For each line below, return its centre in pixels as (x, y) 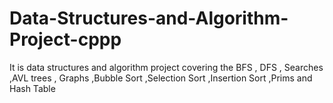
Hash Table (32, 88)
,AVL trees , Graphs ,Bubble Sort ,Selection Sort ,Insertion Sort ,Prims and (161, 78)
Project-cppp (65, 39)
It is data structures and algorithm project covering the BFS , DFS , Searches (166, 67)
